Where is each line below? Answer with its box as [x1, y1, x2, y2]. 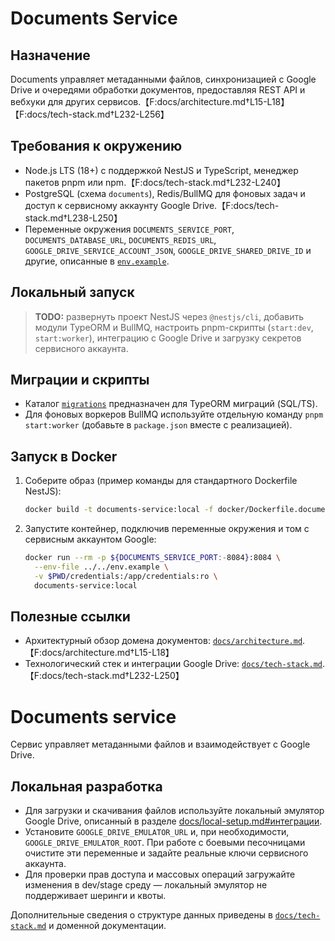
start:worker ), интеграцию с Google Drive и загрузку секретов [34, 332, 302, 344]
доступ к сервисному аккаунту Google [24, 199, 191, 211]
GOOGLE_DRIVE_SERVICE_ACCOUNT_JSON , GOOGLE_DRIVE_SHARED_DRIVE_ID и [24, 244, 312, 256]
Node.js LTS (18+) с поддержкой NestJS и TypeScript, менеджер [24, 164, 299, 176]
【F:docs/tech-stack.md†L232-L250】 [24, 670, 185, 682]
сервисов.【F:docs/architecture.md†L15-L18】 [96, 96, 290, 107]
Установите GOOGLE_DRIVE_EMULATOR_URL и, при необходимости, [24, 826, 290, 838]
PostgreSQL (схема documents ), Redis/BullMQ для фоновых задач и [24, 187, 306, 199]
